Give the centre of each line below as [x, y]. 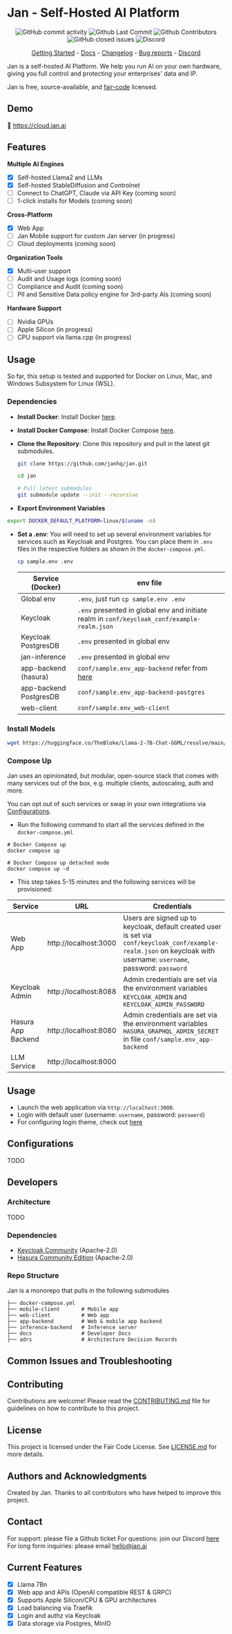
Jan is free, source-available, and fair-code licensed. [82, 87]
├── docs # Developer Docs [69, 1334]
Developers [32, 1182]
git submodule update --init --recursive [78, 495]
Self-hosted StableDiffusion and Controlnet [78, 185]
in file [132, 1039]
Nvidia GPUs [35, 322]
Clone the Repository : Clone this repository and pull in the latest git [113, 443]
